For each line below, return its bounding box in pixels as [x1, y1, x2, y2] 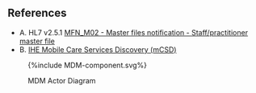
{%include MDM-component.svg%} [27, 60, 147, 70]
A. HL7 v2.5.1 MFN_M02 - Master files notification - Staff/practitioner [19, 27, 248, 37]
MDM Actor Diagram [27, 75, 96, 85]
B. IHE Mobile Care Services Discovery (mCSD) [19, 44, 177, 55]
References [7, 6, 67, 20]
